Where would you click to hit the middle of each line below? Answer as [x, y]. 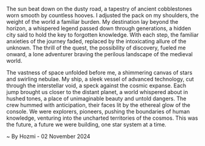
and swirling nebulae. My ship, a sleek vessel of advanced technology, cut [100, 79]
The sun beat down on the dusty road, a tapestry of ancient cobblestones [99, 9]
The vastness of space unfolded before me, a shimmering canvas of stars [99, 72]
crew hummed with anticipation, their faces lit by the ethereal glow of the [99, 105]
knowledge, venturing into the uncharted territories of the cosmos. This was [102, 118]
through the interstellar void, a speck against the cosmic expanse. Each [96, 86]
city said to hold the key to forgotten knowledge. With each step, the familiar [102, 35]
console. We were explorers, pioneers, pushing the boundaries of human [98, 111]
